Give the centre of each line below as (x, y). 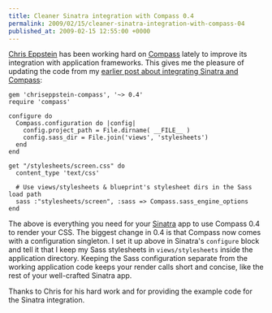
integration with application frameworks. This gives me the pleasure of (127, 63)
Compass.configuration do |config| (76, 124)
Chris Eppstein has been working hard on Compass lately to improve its (128, 54)
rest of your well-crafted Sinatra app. (70, 276)
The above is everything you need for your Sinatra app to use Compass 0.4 (134, 224)
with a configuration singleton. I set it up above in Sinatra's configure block (134, 241)
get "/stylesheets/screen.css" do (67, 166)
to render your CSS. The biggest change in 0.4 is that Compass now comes (135, 233)
